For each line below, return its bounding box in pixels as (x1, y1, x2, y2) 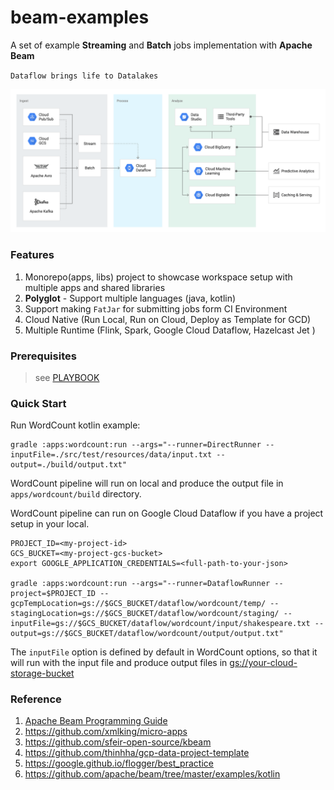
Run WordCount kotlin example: (10, 419, 141, 431)
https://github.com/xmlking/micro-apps (24, 726, 188, 738)
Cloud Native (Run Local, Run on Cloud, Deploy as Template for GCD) (24, 313, 312, 325)
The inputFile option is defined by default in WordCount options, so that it (10, 646, 318, 658)
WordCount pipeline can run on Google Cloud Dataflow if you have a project (10, 507, 324, 520)
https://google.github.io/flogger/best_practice (24, 757, 214, 770)
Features (10, 248, 55, 262)
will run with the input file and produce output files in (10, 657, 228, 669)
